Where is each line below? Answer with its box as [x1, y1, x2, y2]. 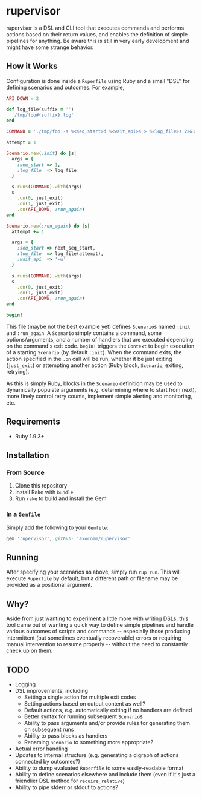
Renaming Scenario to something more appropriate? [24, 738, 154, 746]
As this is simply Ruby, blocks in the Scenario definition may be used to [6, 380, 183, 387]
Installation [6, 450, 49, 461]
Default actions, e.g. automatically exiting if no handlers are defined [24, 706, 192, 713]
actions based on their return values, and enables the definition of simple [6, 30, 188, 38]
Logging [14, 680, 36, 688]
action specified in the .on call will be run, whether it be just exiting [6, 355, 172, 362]
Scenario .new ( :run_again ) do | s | [6, 223, 90, 229]
